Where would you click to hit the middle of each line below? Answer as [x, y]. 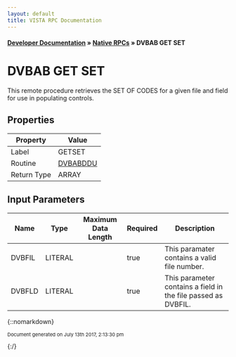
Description [195, 228]
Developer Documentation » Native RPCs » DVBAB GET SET [96, 43]
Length [100, 237]
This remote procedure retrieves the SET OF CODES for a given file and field [118, 91]
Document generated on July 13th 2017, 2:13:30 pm [66, 335]
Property [31, 140]
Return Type [31, 174]
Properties [31, 120]
